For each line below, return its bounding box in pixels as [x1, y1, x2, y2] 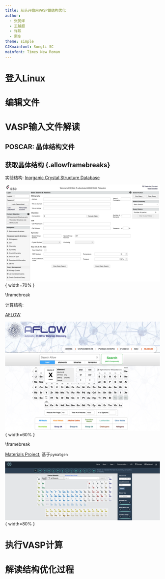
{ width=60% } [5, 431, 35, 437]
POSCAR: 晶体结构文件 [5, 143, 75, 151]
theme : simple [5, 39, 34, 44]
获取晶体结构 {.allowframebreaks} [5, 160, 110, 169]
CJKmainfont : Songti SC [5, 44, 54, 49]
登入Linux [5, 73, 46, 84]
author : [5, 13, 21, 18]
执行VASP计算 [5, 540, 63, 551]
